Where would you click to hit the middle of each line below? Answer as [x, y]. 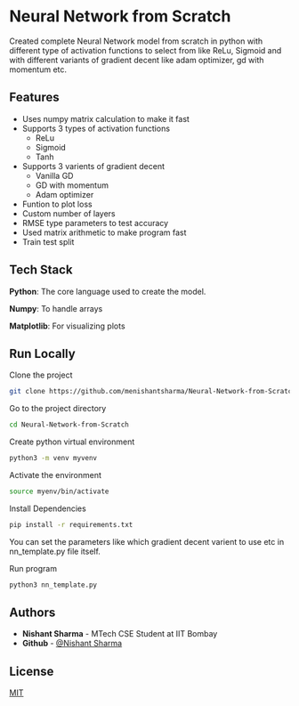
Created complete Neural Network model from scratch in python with [136, 41]
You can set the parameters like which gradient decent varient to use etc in [147, 541]
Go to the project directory [58, 409]
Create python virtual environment [72, 442]
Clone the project [41, 375]
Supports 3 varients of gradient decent [93, 166]
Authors [32, 613]
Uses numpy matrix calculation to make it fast [105, 118]
